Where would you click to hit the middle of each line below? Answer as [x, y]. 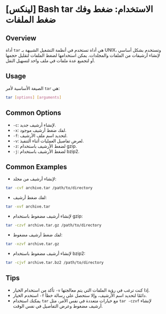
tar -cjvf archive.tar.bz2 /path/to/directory [55, 262]
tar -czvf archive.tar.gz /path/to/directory [53, 225]
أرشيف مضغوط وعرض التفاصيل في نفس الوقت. [58, 306]
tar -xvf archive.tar [28, 207]
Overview [21, 38]
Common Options [34, 113]
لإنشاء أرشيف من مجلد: [35, 179]
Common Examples [37, 167]
